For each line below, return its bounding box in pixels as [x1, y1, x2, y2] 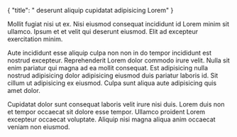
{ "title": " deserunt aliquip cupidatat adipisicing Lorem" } [7, 6, 174, 14]
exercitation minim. [7, 35, 63, 43]
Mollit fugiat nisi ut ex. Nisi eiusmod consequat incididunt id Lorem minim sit [7, 20, 229, 28]
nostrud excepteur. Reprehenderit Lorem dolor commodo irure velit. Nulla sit [7, 56, 231, 65]
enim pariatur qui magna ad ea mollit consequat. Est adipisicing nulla [7, 64, 208, 72]
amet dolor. [7, 87, 40, 94]
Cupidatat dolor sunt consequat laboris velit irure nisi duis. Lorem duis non [7, 100, 225, 109]
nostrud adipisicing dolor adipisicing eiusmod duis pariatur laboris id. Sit [7, 71, 219, 80]
